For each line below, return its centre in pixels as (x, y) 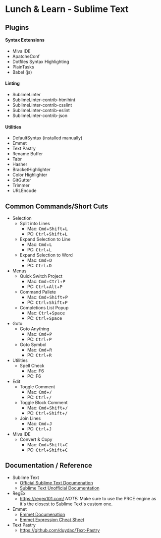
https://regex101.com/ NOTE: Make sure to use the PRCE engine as (88, 498)
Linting (12, 83)
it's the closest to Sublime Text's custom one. (66, 504)
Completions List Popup (44, 308)
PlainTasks (23, 67)
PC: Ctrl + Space (45, 318)
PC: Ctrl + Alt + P (45, 287)
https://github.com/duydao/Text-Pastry (60, 530)
